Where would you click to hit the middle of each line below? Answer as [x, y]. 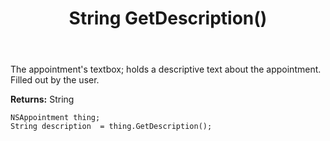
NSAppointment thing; [55, 118]
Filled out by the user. [55, 80]
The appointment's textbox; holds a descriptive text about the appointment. [166, 69]
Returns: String [42, 99]
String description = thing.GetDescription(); [111, 127]
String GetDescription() [168, 18]
